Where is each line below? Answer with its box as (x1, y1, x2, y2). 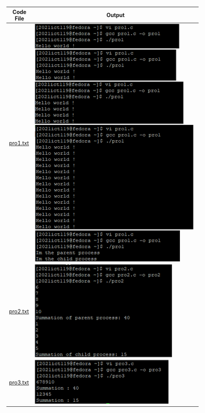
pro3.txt (9, 379, 29, 386)
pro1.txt (9, 140, 29, 147)
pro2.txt (9, 308, 29, 315)
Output (106, 12, 125, 18)
